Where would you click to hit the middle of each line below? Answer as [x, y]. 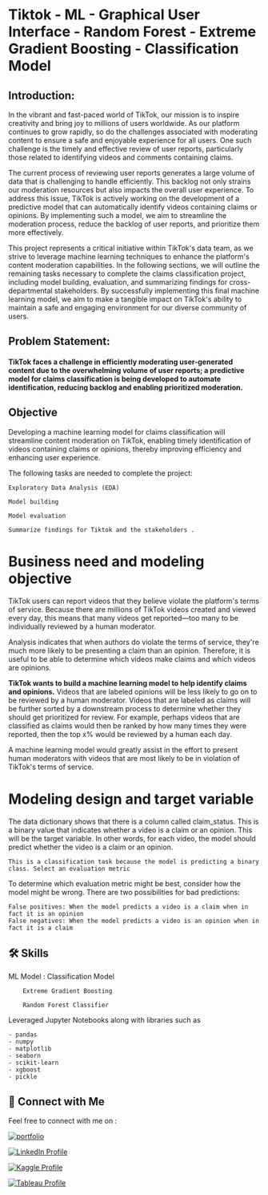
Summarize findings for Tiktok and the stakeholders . [102, 530]
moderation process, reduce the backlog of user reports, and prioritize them [134, 224]
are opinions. [30, 667]
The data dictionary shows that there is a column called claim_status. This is [134, 821]
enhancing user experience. [54, 457]
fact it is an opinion [46, 913]
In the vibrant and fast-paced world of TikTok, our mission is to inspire [124, 115]
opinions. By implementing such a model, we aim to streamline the [117, 215]
